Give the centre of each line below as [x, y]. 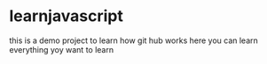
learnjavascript [67, 16]
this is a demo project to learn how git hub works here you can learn [134, 40]
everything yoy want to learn [61, 49]
